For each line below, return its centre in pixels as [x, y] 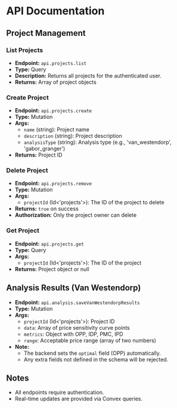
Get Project [23, 231]
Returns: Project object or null [52, 269]
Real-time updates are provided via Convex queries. [79, 399]
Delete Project [27, 170]
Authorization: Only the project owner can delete [76, 215]
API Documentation [55, 11]
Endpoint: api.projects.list [51, 63]
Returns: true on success [46, 209]
